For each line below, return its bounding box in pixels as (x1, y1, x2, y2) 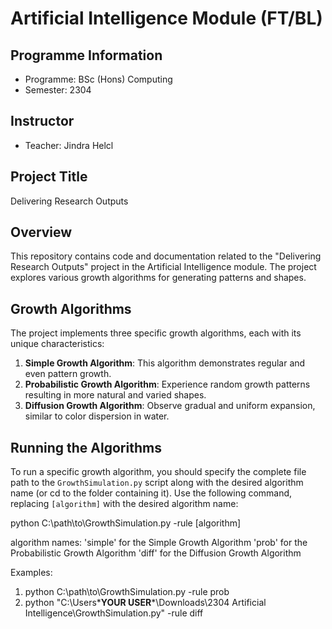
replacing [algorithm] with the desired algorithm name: (10, 498, 239, 510)
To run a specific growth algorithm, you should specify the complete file (10, 466, 307, 478)
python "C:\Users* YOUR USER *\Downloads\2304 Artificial (24, 597, 267, 609)
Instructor (10, 113, 75, 130)
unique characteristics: (10, 338, 105, 350)
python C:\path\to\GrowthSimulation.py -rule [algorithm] (10, 517, 242, 529)
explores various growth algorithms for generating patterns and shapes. (10, 272, 307, 284)
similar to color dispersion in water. (24, 410, 170, 422)
